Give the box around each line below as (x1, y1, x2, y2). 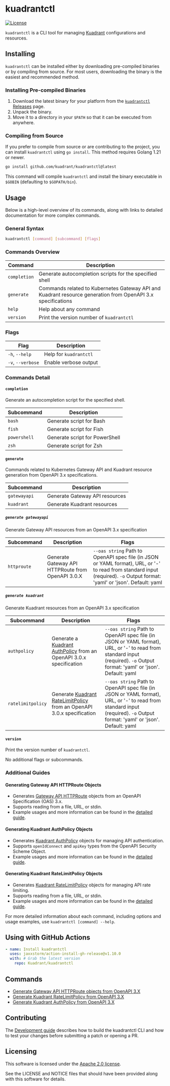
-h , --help (8, 351, 32, 358)
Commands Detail (5, 374, 51, 381)
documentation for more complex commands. (5, 212, 101, 218)
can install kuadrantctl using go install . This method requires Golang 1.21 (5, 149, 161, 155)
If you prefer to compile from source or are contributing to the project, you (5, 144, 160, 150)
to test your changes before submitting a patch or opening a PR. (5, 1032, 139, 1038)
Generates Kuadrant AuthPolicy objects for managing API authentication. (12, 837, 164, 843)
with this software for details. (5, 1076, 66, 1082)
